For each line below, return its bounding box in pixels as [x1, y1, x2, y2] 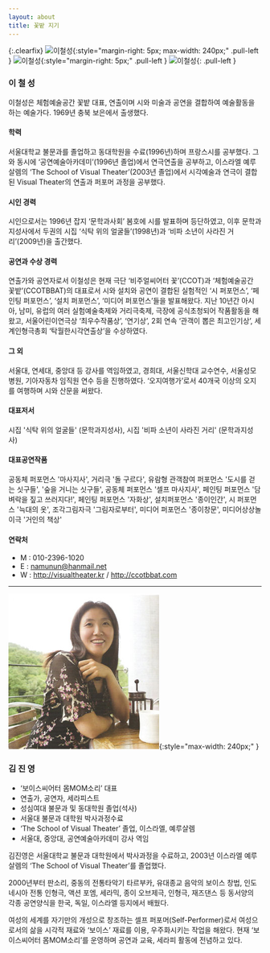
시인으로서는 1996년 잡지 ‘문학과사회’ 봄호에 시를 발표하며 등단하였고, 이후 [8, 217, 240, 226]
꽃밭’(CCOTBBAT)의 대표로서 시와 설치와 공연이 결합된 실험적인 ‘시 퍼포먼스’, [8, 286, 249, 295]
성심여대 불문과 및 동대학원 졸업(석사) [19, 803, 137, 813]
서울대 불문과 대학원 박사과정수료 [19, 813, 124, 823]
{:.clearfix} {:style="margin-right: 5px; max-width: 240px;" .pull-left [8, 45, 259, 56]
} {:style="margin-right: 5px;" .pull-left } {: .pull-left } [8, 56, 237, 65]
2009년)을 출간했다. [18, 237, 83, 246]
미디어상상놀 [222, 505, 262, 514]
